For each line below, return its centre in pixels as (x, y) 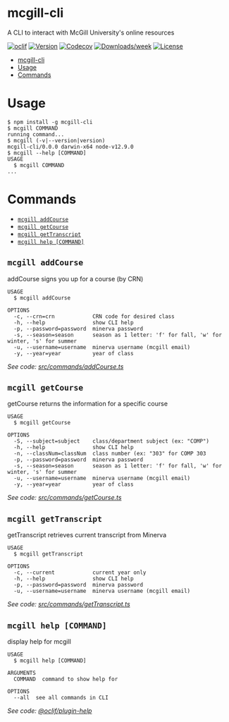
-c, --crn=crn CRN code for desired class (94, 316)
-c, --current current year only (80, 573)
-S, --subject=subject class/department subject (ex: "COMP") (112, 441)
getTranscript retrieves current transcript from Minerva (87, 535)
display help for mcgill (39, 642)
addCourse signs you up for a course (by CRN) (75, 279)
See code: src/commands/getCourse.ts (64, 498)
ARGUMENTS (22, 673)
